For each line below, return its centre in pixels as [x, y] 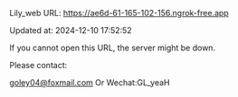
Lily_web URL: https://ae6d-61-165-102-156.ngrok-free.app [119, 13]
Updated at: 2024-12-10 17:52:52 [71, 30]
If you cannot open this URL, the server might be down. [112, 48]
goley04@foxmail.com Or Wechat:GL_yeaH [90, 83]
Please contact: [38, 65]
